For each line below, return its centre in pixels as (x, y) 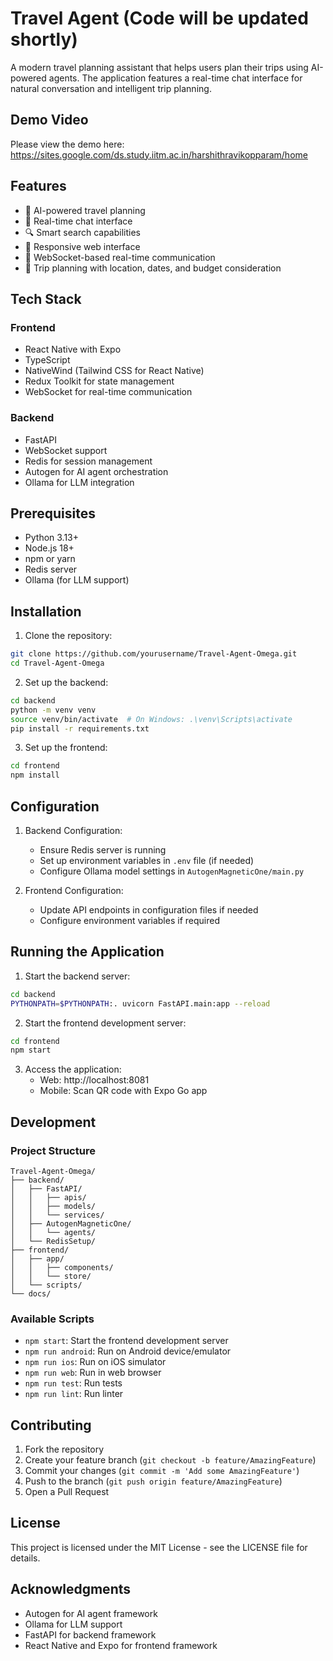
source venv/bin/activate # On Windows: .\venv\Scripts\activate (151, 719)
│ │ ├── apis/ (48, 1197)
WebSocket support (66, 450)
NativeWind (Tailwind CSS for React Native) (114, 371)
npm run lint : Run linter (74, 1394)
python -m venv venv (53, 710)
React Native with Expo (73, 349)
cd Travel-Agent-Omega (57, 663)
